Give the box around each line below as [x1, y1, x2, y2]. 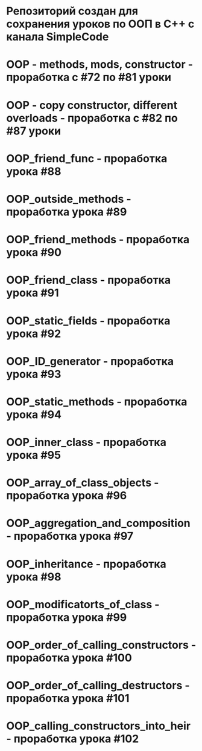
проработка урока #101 [6, 692, 130, 706]
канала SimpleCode [6, 30, 109, 44]
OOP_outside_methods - [6, 192, 131, 206]
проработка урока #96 [6, 489, 127, 503]
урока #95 [6, 448, 62, 462]
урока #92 [6, 327, 62, 340]
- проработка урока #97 [6, 530, 134, 543]
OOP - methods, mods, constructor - [6, 57, 194, 71]
